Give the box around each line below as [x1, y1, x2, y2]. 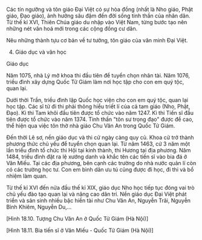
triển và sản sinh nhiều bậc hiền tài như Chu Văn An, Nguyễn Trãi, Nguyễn [6, 197, 191, 204]
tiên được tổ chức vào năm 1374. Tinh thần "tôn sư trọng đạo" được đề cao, [6, 115, 194, 123]
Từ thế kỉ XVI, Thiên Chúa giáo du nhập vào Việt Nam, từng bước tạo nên [6, 19, 187, 25]
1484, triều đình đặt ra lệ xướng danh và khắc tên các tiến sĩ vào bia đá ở [6, 153, 187, 160]
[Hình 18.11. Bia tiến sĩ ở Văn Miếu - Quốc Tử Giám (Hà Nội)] [6, 227, 154, 234]
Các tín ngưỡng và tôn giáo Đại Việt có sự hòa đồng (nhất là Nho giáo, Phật [6, 6, 194, 13]
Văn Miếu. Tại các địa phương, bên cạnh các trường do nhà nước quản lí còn [6, 160, 197, 166]
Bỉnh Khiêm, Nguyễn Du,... [6, 203, 72, 210]
